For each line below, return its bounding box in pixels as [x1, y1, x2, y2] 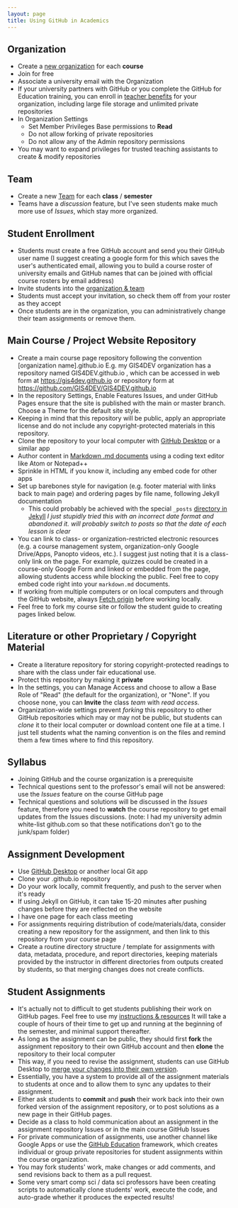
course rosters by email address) [17, 276, 115, 284]
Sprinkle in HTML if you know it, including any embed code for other [17, 466, 217, 475]
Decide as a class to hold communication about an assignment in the [17, 1118, 219, 1126]
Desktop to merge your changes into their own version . [17, 1065, 178, 1073]
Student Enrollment [7, 228, 95, 240]
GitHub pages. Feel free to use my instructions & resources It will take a [17, 1012, 227, 1020]
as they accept [17, 299, 62, 307]
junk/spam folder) [17, 828, 70, 836]
